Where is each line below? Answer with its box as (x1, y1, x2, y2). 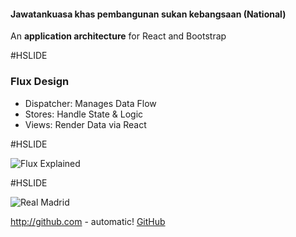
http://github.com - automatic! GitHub (10, 215, 166, 227)
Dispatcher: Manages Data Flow (24, 97, 157, 109)
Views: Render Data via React (24, 118, 147, 130)
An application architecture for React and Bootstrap (10, 30, 227, 42)
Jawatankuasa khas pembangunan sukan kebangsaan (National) (10, 8, 287, 20)
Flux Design (10, 75, 70, 89)
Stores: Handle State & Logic (24, 108, 144, 120)
